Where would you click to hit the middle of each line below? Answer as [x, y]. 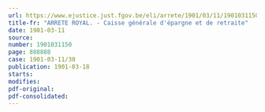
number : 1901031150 [40, 45]
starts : [21, 74]
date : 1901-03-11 [37, 30]
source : [21, 37]
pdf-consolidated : [38, 96]
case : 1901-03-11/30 [42, 60]
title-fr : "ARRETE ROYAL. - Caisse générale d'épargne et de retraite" [128, 23]
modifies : [24, 81]
